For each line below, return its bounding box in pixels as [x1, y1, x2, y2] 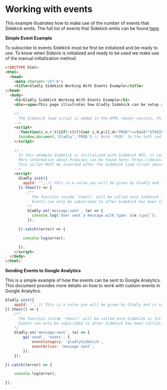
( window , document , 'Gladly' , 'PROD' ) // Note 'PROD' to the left [18, 134, 153, 139]
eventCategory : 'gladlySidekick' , [31, 340, 103, 345]
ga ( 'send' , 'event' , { [23, 335, 70, 340]
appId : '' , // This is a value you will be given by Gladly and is [14, 302, 157, 308]
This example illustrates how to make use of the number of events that [5, 20, 149, 26]
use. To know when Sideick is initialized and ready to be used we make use [5, 50, 160, 56]
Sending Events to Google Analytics [5, 268, 81, 274]
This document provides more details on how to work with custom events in [5, 283, 161, 289]
